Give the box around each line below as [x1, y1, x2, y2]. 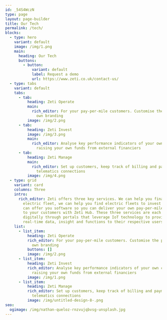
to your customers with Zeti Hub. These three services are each [23, 210, 162, 215]
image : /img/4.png [27, 173, 66, 179]
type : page [5, 12, 28, 17]
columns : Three [14, 187, 46, 192]
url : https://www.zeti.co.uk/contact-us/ [31, 76, 119, 81]
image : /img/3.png [27, 132, 66, 137]
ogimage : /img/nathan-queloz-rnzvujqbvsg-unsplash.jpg [9, 307, 126, 312]
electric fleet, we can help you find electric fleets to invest [23, 201, 162, 206]
